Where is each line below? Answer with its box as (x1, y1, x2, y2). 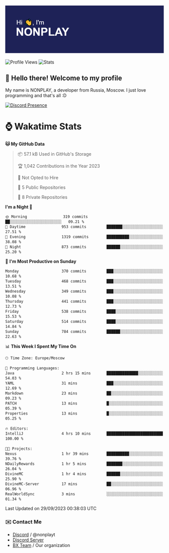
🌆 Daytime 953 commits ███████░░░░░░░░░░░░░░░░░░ (5, 224, 163, 229)
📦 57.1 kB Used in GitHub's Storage (17, 151, 92, 157)
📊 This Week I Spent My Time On (5, 343, 76, 349)
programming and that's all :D (5, 93, 67, 98)
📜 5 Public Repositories (17, 184, 66, 190)
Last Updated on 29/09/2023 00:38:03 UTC (5, 505, 97, 511)
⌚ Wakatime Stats (5, 121, 82, 132)
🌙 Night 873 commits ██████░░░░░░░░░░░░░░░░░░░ (5, 244, 163, 249)
